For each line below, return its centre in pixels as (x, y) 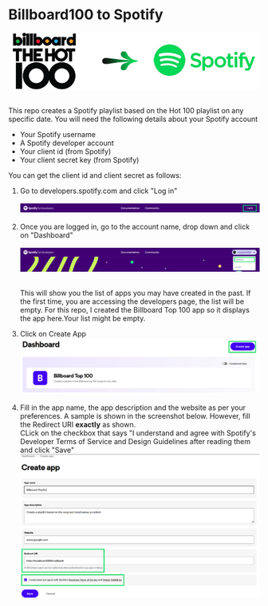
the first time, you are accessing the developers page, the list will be (132, 301)
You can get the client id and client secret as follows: (95, 175)
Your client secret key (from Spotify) (79, 160)
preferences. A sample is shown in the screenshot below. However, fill (135, 415)
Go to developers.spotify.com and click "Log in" (99, 191)
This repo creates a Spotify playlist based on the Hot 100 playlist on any (126, 111)
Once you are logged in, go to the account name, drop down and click (134, 226)
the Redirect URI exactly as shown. (78, 424)
